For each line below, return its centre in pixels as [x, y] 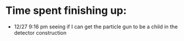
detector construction [40, 32]
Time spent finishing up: [66, 11]
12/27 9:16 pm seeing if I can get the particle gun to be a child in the [96, 27]
